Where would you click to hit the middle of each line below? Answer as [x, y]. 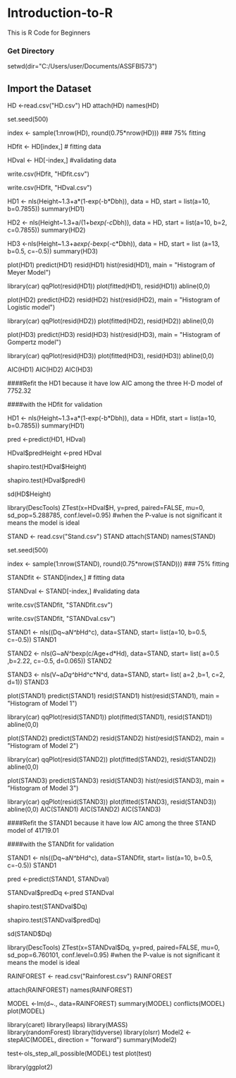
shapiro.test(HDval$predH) [46, 480]
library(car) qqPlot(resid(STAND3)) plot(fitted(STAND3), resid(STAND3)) [112, 802]
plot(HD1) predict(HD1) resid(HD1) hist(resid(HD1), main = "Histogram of [111, 265]
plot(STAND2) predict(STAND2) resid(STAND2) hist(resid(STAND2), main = [116, 738]
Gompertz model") [34, 342]
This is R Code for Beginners [49, 32]
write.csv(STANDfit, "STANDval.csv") [62, 619]
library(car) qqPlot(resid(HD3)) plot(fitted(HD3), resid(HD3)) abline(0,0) [111, 356]
